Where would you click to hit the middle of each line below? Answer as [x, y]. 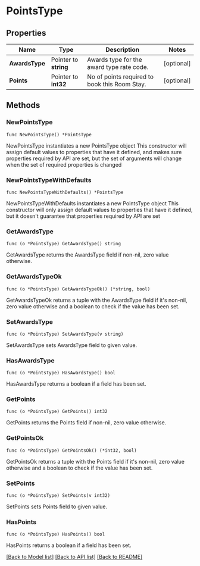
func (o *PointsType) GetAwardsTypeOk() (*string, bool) [78, 289]
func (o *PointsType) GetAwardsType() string [63, 244]
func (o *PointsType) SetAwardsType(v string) [65, 334]
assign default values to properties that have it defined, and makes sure [94, 152]
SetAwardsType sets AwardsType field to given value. [72, 345]
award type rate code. [118, 67]
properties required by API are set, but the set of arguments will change [94, 158]
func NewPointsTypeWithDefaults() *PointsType [65, 192]
